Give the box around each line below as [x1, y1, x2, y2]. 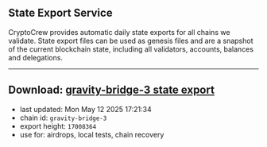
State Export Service [8, 6, 113, 20]
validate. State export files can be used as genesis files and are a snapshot [8, 36, 253, 45]
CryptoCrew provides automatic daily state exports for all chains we [8, 27, 230, 37]
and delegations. [8, 52, 64, 62]
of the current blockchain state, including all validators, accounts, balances [8, 44, 254, 54]
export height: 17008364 [19, 121, 97, 130]
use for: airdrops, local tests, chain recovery [19, 130, 164, 139]
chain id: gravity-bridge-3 [19, 113, 107, 122]
